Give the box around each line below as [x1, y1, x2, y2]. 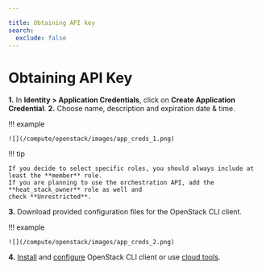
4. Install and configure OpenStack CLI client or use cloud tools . [8, 252, 221, 262]
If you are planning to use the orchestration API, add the [8, 179, 215, 187]
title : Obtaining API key [8, 19, 95, 27]
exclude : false [15, 34, 67, 42]
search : [8, 26, 35, 35]
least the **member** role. [8, 172, 103, 180]
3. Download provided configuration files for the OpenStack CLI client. [8, 207, 242, 217]
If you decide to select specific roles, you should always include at [8, 164, 254, 173]
